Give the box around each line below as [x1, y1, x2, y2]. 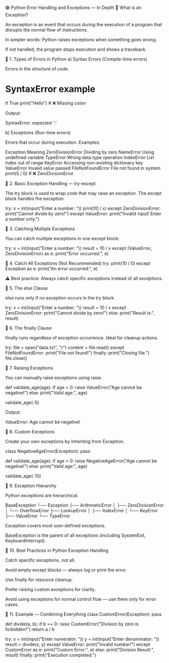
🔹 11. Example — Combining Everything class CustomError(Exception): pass [5, 611, 162, 617]
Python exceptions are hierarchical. [5, 492, 79, 498]
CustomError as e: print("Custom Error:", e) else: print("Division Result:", [5, 646, 154, 652]
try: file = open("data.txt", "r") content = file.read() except [5, 344, 125, 350]
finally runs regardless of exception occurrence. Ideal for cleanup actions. [5, 334, 158, 341]
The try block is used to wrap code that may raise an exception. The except [5, 190, 162, 196]
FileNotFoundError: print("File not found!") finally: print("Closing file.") [5, 349, 150, 356]
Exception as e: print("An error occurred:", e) [5, 265, 98, 271]
